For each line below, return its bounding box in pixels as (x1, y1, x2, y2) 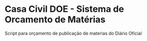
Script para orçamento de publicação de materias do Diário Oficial (5, 30, 142, 36)
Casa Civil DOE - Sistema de (5, 3, 124, 15)
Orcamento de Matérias (5, 14, 106, 25)
